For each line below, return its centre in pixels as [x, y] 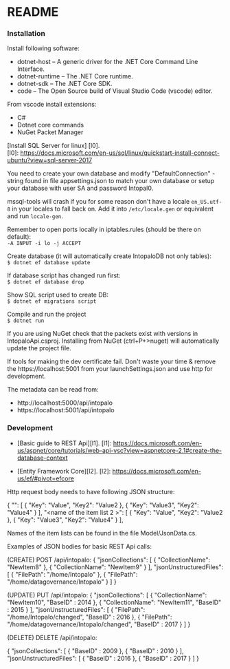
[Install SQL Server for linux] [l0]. [54, 146]
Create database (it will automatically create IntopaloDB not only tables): [109, 256]
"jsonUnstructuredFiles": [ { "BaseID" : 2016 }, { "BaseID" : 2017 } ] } [103, 658]
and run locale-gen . [35, 216]
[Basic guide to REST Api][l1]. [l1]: [64, 443]
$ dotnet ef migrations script [52, 301]
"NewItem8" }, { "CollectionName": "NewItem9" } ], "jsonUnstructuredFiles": [115, 567]
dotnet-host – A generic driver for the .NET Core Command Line [107, 62]
